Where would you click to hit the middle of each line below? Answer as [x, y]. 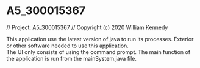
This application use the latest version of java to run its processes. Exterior [100, 39]
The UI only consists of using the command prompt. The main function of [98, 52]
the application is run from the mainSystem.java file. [72, 58]
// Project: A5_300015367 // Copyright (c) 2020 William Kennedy [87, 27]
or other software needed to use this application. [68, 46]
